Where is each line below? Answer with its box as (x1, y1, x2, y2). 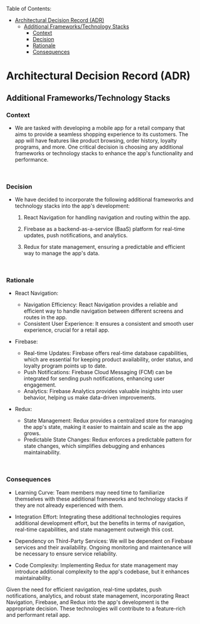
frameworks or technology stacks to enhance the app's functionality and (14, 149, 193, 157)
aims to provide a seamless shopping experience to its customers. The (14, 131, 189, 138)
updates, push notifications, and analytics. (23, 232, 128, 239)
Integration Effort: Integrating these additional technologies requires (14, 513, 182, 520)
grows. (23, 430, 41, 437)
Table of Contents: (6, 5, 52, 12)
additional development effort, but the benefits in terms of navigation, (14, 519, 186, 527)
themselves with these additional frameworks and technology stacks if (14, 495, 188, 502)
